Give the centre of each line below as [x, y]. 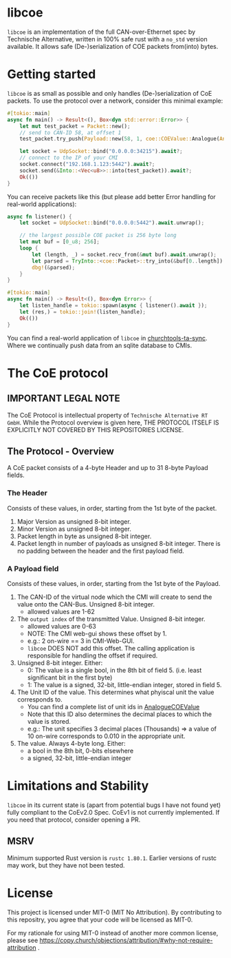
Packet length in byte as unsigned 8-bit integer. [84, 536]
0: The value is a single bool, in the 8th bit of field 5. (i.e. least [114, 670]
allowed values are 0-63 [62, 626]
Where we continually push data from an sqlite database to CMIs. [100, 345]
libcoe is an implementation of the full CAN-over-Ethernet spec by [101, 32]
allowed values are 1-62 [61, 611]
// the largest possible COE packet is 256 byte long [98, 236]
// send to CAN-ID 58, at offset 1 [70, 132]
